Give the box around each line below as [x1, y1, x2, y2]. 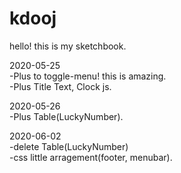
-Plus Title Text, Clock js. [9, 80, 112, 92]
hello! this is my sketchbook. [9, 40, 127, 52]
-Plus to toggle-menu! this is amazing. [9, 70, 167, 82]
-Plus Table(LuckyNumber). [9, 110, 124, 122]
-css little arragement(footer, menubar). [9, 151, 173, 163]
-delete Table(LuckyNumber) [9, 140, 129, 152]
